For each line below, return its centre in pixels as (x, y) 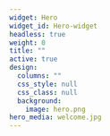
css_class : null (47, 92)
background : (40, 101)
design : (24, 68)
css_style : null (47, 84)
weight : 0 (28, 42)
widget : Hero (34, 17)
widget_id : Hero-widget (54, 26)
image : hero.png (56, 109)
